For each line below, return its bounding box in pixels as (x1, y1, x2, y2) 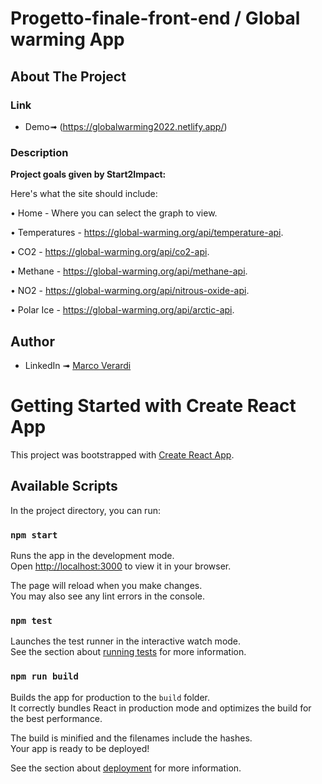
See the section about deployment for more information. (10, 762, 242, 774)
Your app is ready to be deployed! (10, 742, 150, 754)
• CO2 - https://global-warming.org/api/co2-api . (10, 246, 210, 258)
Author (10, 333, 55, 350)
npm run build (10, 671, 79, 682)
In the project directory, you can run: (10, 504, 161, 516)
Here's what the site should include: (10, 188, 158, 200)
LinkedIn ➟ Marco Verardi (24, 359, 132, 371)
